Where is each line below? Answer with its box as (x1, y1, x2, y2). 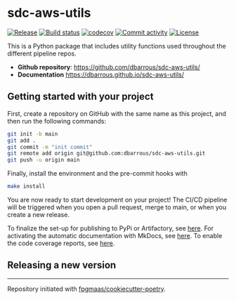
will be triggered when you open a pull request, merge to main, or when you (7, 203, 227, 211)
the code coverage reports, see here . (7, 239, 115, 247)
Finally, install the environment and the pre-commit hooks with (7, 169, 188, 178)
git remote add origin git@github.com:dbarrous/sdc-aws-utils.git (7, 150, 206, 157)
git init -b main (7, 130, 58, 138)
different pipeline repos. (7, 49, 77, 58)
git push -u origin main (7, 157, 80, 164)
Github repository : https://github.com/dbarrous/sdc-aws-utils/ (17, 63, 200, 71)
